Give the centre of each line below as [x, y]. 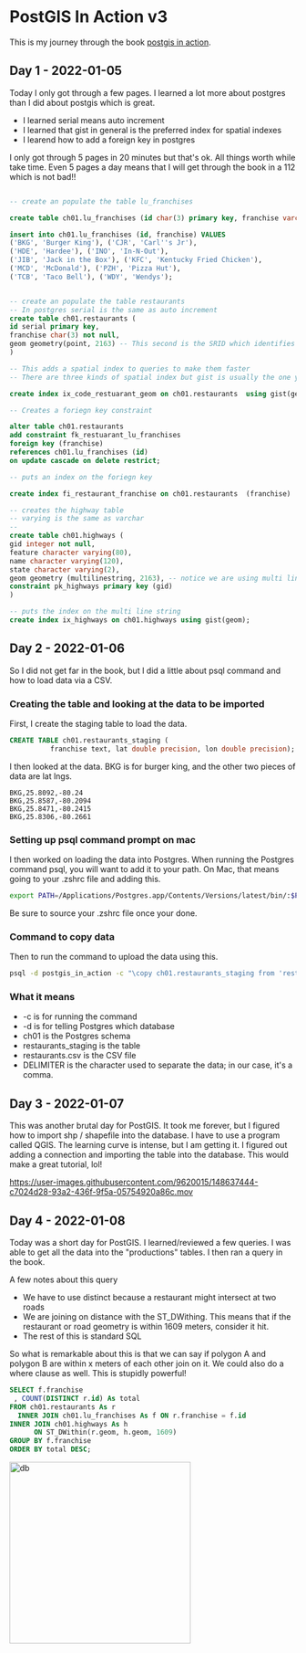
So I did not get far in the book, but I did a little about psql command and [145, 670]
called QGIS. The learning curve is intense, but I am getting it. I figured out [148, 1145]
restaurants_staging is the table [82, 1046]
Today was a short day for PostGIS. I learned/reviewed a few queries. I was [150, 1242]
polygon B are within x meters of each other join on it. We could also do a [147, 1363]
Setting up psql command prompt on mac [102, 839]
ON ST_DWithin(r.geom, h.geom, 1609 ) [105, 1432]
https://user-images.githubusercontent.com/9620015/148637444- [134, 1182]
